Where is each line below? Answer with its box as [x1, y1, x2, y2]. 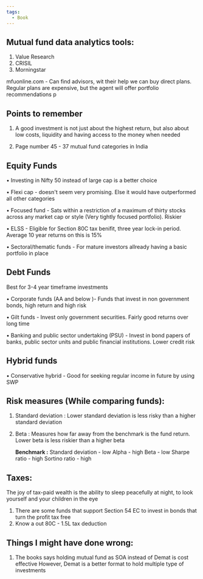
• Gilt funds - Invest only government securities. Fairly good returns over [6, 313, 188, 321]
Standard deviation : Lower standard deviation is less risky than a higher [15, 412, 196, 420]
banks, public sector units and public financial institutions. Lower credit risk [6, 338, 195, 345]
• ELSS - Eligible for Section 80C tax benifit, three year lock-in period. [6, 224, 181, 232]
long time [6, 320, 30, 327]
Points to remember [6, 108, 83, 119]
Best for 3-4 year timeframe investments [6, 283, 108, 291]
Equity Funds [6, 161, 58, 171]
